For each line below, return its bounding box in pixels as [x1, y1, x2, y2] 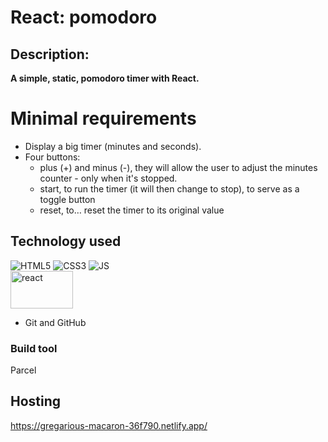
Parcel [10, 364, 37, 376]
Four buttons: [24, 151, 81, 163]
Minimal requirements [10, 107, 197, 130]
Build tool [10, 341, 58, 355]
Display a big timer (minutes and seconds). [24, 140, 202, 152]
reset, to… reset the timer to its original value [39, 204, 225, 216]
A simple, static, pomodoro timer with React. [10, 72, 200, 84]
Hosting [10, 393, 62, 410]
